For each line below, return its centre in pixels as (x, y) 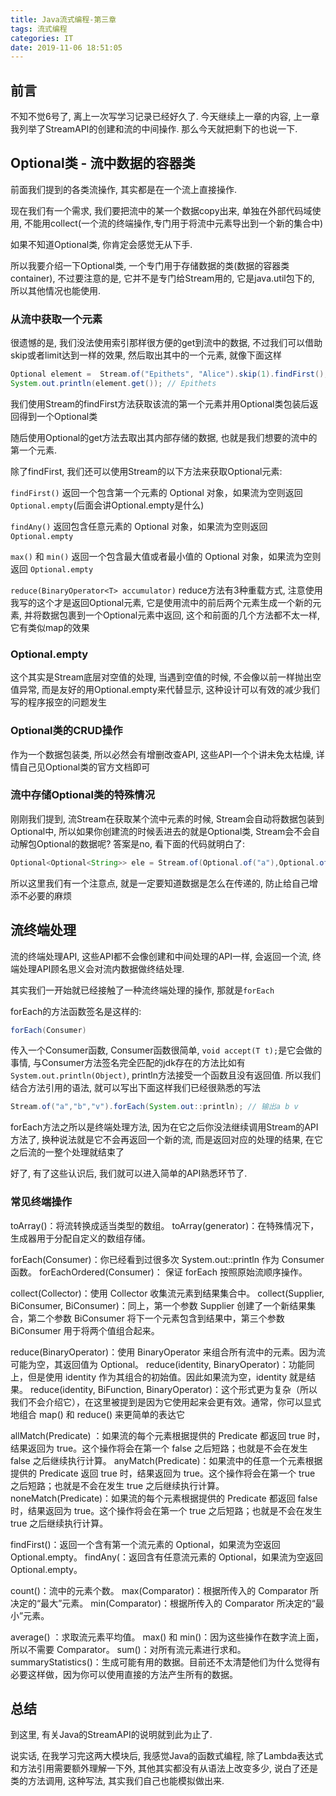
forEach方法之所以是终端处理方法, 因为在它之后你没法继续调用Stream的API (164, 1127)
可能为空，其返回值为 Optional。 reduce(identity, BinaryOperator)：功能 (158, 1364)
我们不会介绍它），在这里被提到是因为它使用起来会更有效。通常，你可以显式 (166, 1402)
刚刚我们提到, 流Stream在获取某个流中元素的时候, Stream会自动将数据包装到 (167, 818)
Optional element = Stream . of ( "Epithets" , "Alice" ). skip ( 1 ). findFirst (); (169, 374)
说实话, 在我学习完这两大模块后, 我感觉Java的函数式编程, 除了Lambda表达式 (167, 1756)
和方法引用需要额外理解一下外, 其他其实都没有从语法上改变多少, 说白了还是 (164, 1768)
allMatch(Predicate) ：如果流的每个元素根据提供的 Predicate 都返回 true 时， (168, 1435)
